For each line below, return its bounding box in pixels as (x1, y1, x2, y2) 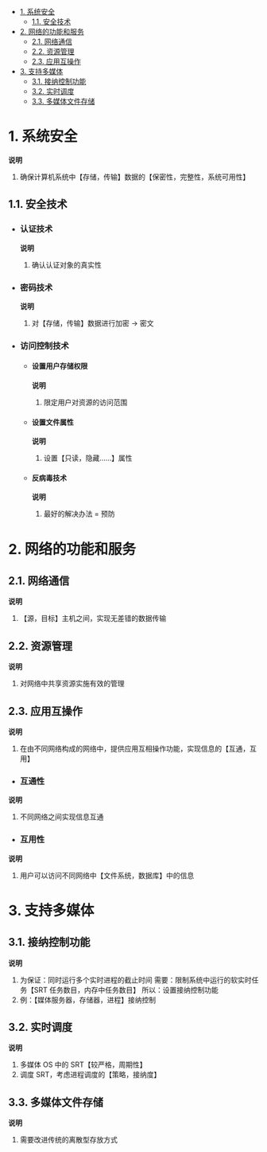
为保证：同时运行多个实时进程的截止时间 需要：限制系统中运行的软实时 (19, 974, 252, 985)
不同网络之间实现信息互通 (19, 812, 104, 822)
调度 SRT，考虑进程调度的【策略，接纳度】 (19, 1070, 161, 1080)
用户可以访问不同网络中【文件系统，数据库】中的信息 (19, 870, 195, 880)
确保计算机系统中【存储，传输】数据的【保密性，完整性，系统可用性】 (19, 172, 250, 182)
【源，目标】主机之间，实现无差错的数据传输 (19, 614, 167, 623)
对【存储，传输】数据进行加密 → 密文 (31, 318, 154, 328)
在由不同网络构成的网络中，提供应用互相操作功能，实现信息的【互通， (19, 744, 250, 754)
